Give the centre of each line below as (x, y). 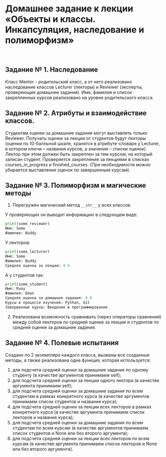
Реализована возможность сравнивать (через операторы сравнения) (87, 316)
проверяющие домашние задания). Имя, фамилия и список (69, 92)
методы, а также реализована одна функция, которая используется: (78, 360)
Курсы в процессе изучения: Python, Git (48, 303)
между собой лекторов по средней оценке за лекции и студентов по (85, 322)
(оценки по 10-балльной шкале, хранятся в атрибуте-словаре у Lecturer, (83, 143)
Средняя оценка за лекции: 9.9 (38, 266)
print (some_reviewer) (28, 224)
